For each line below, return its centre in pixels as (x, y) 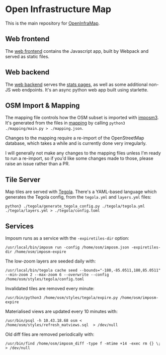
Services (20, 226)
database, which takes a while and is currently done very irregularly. (76, 143)
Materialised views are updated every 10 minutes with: (62, 311)
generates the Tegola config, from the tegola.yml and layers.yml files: (78, 197)
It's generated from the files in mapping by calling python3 (65, 123)
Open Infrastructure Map (58, 9)
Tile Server (23, 180)
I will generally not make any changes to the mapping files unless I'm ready (83, 153)
